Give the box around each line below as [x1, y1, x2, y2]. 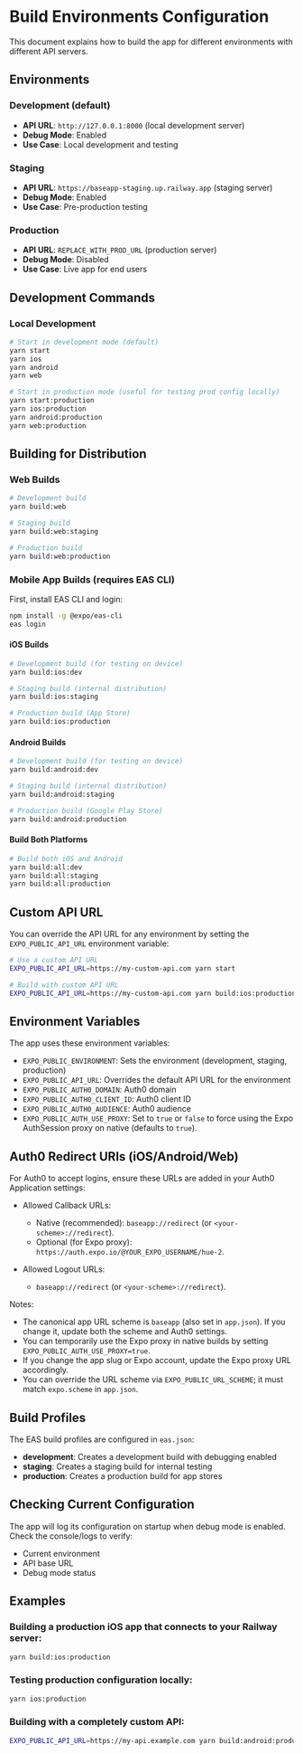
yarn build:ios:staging [9, 692, 99, 702]
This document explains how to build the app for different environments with [9, 36, 293, 47]
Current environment [22, 1548, 101, 1559]
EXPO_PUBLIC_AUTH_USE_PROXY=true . [22, 1345, 151, 1356]
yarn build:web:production [9, 552, 111, 561]
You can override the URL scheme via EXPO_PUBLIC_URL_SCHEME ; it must [22, 1374, 284, 1385]
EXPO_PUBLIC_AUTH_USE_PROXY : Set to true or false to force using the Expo [22, 1113, 294, 1124]
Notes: [9, 1299, 34, 1310]
